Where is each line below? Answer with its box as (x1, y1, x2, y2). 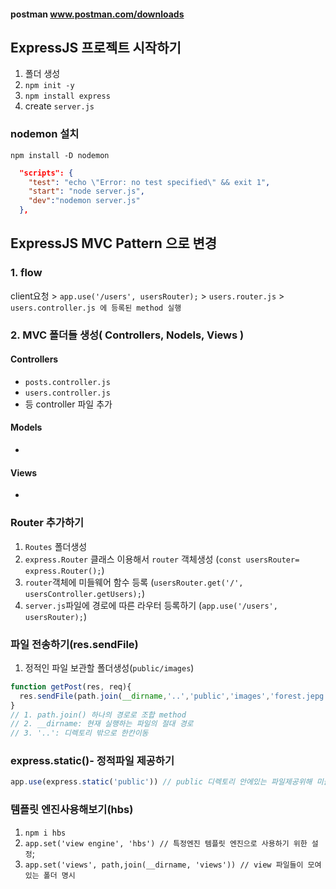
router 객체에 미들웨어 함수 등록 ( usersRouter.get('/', (24, 576, 244, 588)
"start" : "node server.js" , (28, 186, 145, 197)
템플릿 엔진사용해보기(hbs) (10, 803, 134, 817)
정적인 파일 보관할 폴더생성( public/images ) (24, 661, 195, 674)
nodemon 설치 (10, 127, 80, 141)
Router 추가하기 (10, 516, 85, 530)
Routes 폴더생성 (24, 540, 88, 552)
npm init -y (24, 81, 75, 91)
